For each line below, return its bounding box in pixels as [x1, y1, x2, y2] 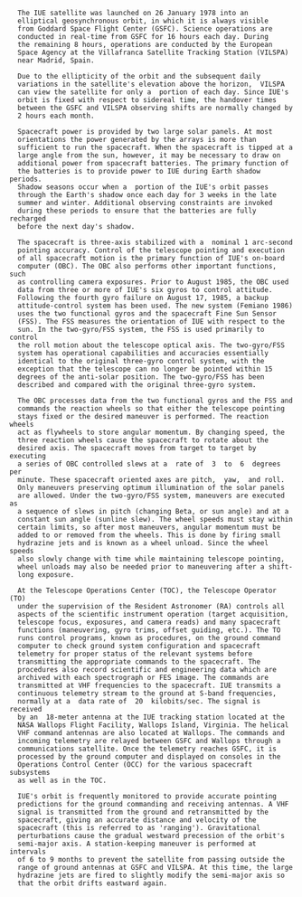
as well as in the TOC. [17, 776, 107, 785]
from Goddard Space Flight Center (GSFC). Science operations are [17, 24, 273, 33]
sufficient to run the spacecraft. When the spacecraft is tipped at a [17, 143, 294, 152]
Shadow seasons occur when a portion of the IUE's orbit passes [17, 183, 269, 192]
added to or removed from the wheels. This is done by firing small [17, 531, 281, 540]
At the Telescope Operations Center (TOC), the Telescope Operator [17, 586, 278, 595]
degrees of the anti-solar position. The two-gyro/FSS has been [17, 373, 265, 382]
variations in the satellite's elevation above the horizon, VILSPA [17, 80, 285, 89]
